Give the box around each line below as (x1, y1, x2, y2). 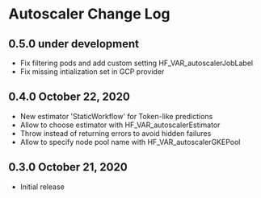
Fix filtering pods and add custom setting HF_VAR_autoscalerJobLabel (19, 58, 253, 68)
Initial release (19, 182, 65, 192)
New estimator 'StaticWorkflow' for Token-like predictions (19, 111, 213, 121)
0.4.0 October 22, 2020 (8, 90, 131, 104)
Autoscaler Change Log (8, 5, 171, 23)
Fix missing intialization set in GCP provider (19, 67, 165, 76)
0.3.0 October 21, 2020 (8, 160, 128, 174)
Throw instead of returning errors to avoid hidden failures (19, 128, 212, 138)
